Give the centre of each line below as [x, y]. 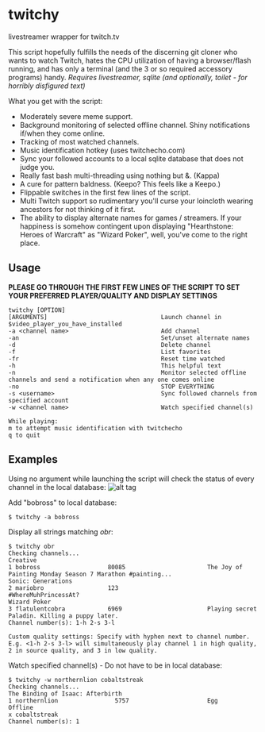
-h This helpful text [115, 366]
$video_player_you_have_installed [65, 324]
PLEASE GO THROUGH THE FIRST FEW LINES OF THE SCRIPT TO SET [124, 287]
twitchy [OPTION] [37, 310]
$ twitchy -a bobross [44, 517]
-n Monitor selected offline [127, 372]
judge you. [37, 167]
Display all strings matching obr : [61, 532]
